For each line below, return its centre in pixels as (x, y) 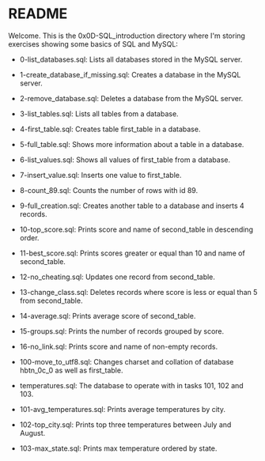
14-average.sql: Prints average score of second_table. (108, 316)
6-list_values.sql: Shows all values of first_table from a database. (125, 160)
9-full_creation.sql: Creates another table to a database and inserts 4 (132, 206)
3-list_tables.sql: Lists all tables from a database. (99, 113)
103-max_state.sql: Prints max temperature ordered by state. (118, 448)
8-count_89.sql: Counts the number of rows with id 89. (109, 190)
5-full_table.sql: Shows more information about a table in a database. (132, 144)
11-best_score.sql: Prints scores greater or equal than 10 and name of (132, 253)
